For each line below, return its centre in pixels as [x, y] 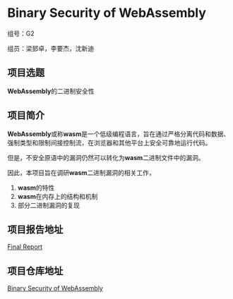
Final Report [25, 247]
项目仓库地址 [35, 270]
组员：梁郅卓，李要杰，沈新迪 [50, 48]
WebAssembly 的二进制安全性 [51, 91]
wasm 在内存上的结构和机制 [58, 196]
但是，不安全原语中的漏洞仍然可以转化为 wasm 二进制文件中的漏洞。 [106, 157]
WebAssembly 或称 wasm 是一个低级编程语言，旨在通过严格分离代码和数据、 [119, 134]
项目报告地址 [35, 230]
